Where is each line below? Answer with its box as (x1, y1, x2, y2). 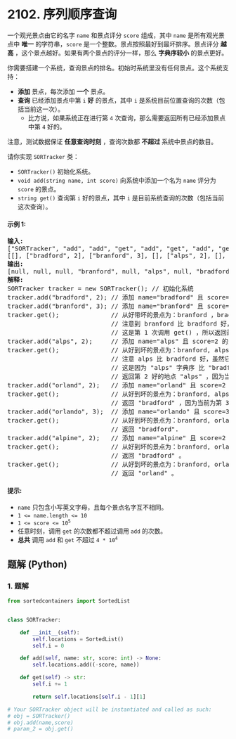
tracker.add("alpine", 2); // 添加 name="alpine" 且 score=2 (7, 434, 226, 442)
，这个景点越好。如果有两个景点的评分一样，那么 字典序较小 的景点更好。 (15, 49, 228, 57)
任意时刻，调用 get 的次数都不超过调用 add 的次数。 (17, 527, 167, 535)
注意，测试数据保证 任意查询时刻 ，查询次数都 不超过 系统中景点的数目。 (7, 137, 218, 146)
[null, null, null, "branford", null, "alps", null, (7, 268, 193, 276)
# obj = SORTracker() (7, 712, 71, 719)
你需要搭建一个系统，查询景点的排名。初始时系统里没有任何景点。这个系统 (7, 63, 223, 72)
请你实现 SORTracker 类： (7, 152, 79, 160)
